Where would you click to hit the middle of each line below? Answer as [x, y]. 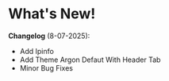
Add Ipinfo [36, 51]
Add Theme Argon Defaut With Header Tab [90, 60]
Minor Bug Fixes [46, 67]
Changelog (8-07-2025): [49, 36]
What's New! [52, 14]
